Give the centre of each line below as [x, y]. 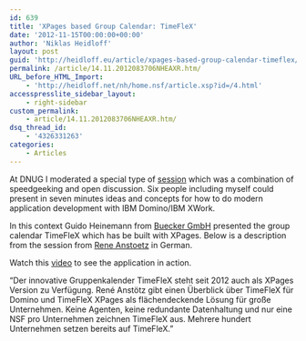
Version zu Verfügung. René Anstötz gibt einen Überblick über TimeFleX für [152, 290]
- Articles [46, 153]
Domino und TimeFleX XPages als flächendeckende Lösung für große [140, 299]
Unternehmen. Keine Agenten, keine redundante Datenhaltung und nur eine [151, 309]
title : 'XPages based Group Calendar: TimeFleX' [103, 26]
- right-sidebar [57, 102]
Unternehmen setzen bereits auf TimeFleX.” [92, 328]
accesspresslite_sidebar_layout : [73, 94]
